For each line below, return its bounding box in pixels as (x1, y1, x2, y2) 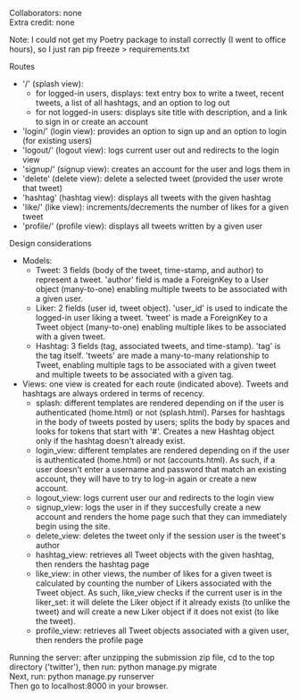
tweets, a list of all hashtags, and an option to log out (35, 97, 230, 108)
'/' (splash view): (21, 79, 84, 88)
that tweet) (21, 183, 63, 193)
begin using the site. (35, 521, 111, 531)
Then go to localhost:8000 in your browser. (9, 680, 169, 691)
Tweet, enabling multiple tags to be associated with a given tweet (35, 360, 277, 370)
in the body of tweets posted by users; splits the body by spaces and (35, 417, 290, 427)
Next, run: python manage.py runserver (9, 671, 154, 681)
